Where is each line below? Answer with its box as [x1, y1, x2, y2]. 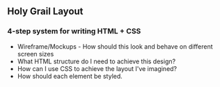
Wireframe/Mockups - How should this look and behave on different [17, 42, 213, 51]
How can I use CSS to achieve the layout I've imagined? [17, 64, 178, 72]
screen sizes [17, 49, 54, 58]
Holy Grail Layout [7, 6, 84, 17]
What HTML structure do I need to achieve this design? [17, 57, 176, 65]
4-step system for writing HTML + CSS [7, 26, 141, 36]
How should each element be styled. [17, 72, 123, 80]
